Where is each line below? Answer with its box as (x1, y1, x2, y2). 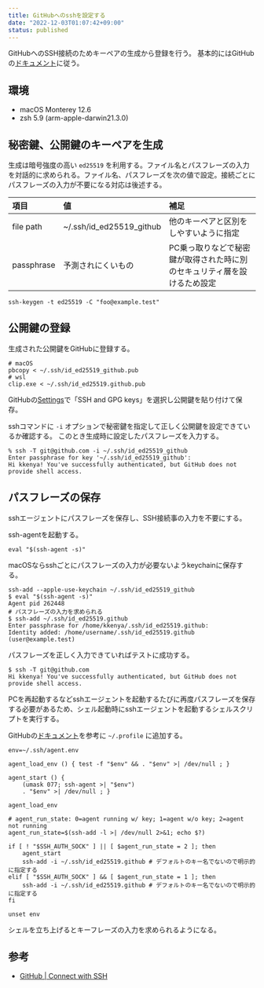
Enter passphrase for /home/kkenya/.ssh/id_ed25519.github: (8, 621, 210, 629)
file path (12, 221, 42, 232)
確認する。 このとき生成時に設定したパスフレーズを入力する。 (21, 431, 224, 441)
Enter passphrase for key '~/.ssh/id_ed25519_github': (8, 453, 192, 462)
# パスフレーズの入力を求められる (8, 608, 104, 616)
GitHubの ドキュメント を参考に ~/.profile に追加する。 (8, 730, 187, 740)
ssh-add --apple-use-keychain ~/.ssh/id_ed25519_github (8, 586, 195, 594)
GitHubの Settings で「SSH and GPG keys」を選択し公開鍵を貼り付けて (8, 394, 236, 404)
